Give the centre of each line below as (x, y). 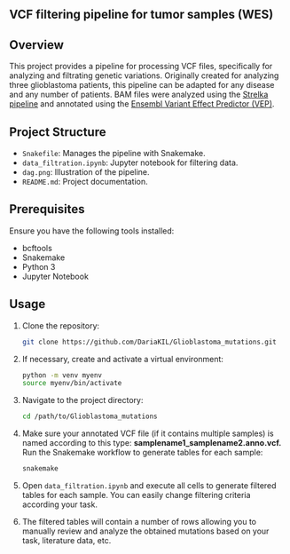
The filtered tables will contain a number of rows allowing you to (139, 522)
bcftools (37, 248)
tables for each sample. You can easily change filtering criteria (136, 495)
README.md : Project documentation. (85, 182)
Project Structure (58, 132)
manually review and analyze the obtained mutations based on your (145, 531)
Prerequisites (47, 209)
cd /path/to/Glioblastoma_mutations (90, 416)
